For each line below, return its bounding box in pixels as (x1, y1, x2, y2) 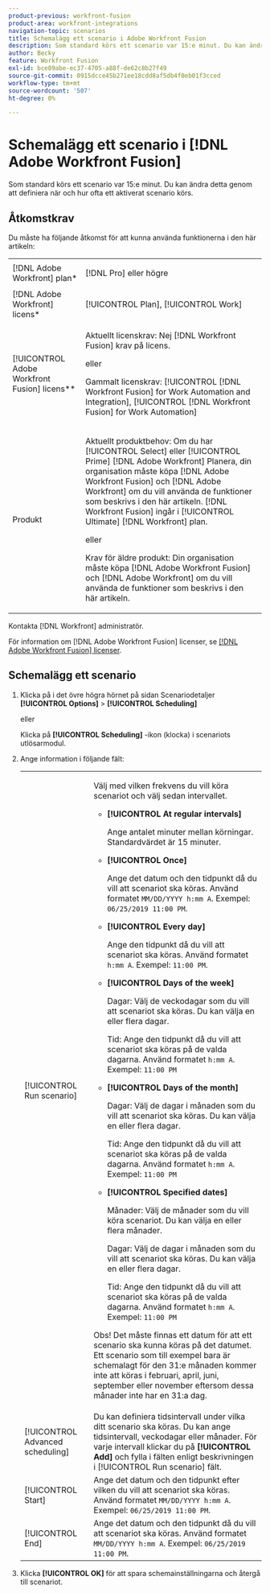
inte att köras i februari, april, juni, (93, 1369, 219, 1380)
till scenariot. (19, 1577, 63, 1587)
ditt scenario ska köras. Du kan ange (93, 1421, 231, 1432)
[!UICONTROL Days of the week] (107, 977, 235, 988)
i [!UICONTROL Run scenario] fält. (93, 1461, 223, 1472)
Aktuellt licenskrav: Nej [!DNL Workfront (85, 330, 236, 340)
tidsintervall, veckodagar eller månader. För (93, 1430, 257, 1442)
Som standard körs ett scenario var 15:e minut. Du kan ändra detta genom (8, 180, 253, 189)
